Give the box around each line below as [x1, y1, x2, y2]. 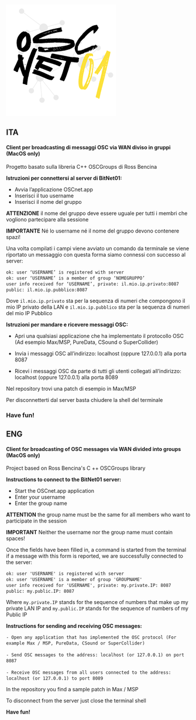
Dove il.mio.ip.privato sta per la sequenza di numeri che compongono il [6, 297, 185, 304]
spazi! [6, 233, 21, 240]
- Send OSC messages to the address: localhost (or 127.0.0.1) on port [6, 652, 184, 658]
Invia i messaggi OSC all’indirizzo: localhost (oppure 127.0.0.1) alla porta [14, 350, 187, 357]
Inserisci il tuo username [14, 192, 74, 199]
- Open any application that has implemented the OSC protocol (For [6, 634, 177, 640]
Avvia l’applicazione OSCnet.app [14, 186, 94, 193]
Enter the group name [14, 500, 67, 507]
